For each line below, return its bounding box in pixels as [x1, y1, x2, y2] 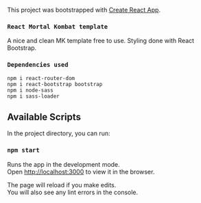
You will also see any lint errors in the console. [7, 188, 139, 196]
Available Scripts [7, 111, 81, 122]
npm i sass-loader [7, 92, 60, 100]
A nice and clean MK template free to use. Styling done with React [7, 37, 194, 45]
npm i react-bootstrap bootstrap [7, 81, 103, 87]
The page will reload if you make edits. [7, 180, 117, 189]
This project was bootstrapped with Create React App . [7, 6, 161, 14]
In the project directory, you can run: [7, 129, 110, 137]
